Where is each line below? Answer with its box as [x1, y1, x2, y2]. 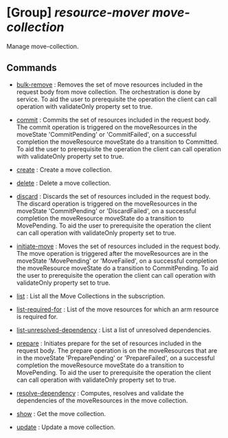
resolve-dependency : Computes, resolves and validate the [16, 388, 184, 397]
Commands [6, 62, 58, 74]
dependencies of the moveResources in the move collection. [16, 396, 188, 404]
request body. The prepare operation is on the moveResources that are [16, 346, 218, 355]
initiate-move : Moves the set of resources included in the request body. [16, 242, 221, 250]
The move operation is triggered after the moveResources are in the [16, 249, 209, 257]
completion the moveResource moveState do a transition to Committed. [16, 138, 219, 146]
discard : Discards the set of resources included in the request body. [16, 192, 211, 200]
